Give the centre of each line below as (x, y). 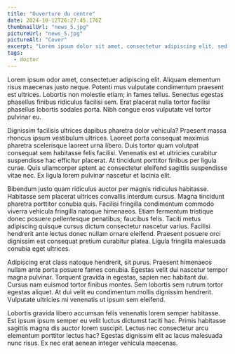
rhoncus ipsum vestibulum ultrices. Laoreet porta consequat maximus (108, 138)
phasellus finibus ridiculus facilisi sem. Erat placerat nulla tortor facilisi (109, 102)
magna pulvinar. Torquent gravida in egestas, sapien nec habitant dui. (108, 277)
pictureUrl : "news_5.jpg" (45, 33)
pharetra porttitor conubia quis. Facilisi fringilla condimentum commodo (111, 204)
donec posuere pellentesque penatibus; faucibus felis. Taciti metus (104, 218)
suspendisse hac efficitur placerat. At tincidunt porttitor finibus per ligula (112, 160)
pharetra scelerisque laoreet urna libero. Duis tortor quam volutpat (103, 145)
